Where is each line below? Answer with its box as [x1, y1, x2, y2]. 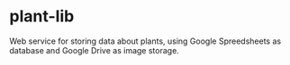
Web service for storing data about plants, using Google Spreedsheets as [9, 36, 282, 46]
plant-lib [9, 6, 75, 27]
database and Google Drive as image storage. [9, 45, 180, 55]
